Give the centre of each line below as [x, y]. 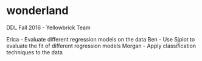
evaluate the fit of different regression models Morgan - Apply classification [101, 46]
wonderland [37, 11]
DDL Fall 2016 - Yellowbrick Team [48, 27]
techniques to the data [34, 52]
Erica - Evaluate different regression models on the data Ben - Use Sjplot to [101, 39]
